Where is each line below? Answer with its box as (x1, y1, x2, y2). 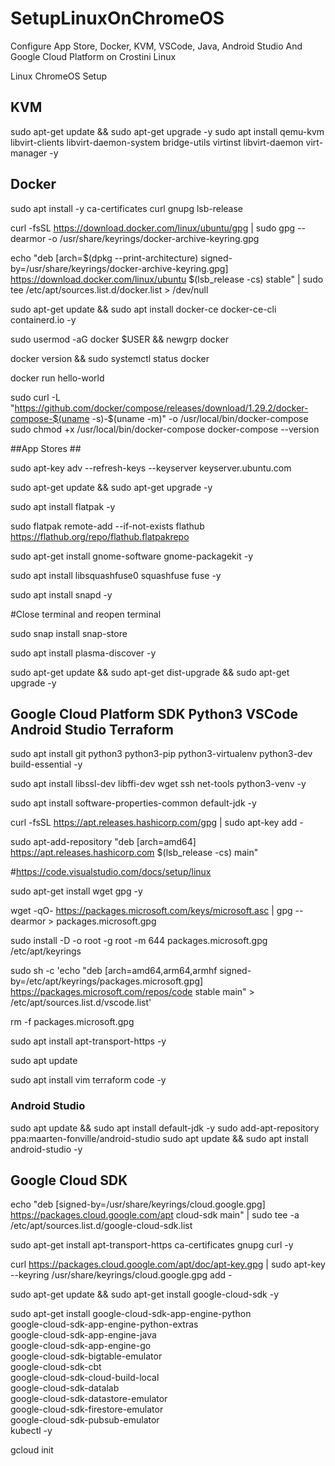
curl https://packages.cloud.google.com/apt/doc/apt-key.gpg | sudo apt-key (10, 1258, 326, 1271)
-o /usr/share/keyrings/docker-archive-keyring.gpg (48, 232, 260, 244)
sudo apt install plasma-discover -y (10, 647, 157, 659)
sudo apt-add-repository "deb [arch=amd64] (10, 836, 197, 848)
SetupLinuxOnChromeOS (10, 7, 225, 30)
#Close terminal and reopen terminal (10, 608, 162, 620)
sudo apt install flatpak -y (10, 500, 116, 512)
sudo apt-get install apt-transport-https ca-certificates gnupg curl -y (10, 1239, 294, 1251)
